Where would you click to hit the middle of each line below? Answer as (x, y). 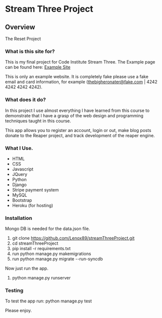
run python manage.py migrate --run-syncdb (58, 259)
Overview (20, 27)
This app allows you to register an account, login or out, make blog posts (78, 130)
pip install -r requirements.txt (41, 249)
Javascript (23, 169)
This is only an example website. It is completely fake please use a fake (77, 77)
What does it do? (26, 100)
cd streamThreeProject (35, 243)
